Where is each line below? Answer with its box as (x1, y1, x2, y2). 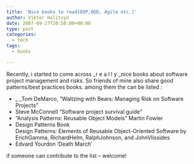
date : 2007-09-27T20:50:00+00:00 (6, 20, 91, 26)
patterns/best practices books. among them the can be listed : (6, 83, 162, 91)
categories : (6, 32, 36, 38)
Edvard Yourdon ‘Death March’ (15, 140, 92, 148)
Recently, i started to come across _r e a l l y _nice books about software (6, 70, 188, 78)
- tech (12, 37, 29, 43)
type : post (6, 26, 34, 32)
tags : (6, 43, 20, 49)
